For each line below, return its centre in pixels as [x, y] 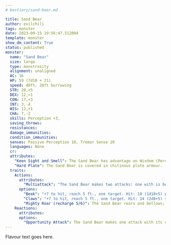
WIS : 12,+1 [21, 109]
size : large [23, 62]
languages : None [27, 147]
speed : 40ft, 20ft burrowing [41, 85]
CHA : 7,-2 [20, 114]
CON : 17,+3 [21, 100]
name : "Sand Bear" [30, 57]
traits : [18, 170]
